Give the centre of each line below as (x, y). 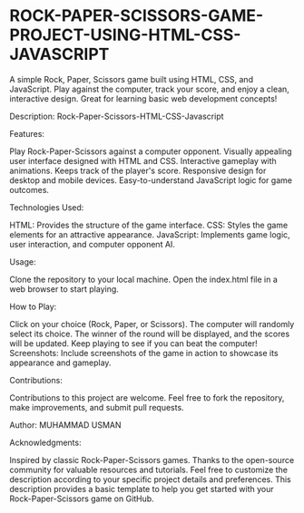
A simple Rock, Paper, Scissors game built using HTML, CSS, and (132, 79)
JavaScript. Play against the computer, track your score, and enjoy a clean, (150, 89)
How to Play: (33, 306)
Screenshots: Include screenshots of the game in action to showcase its (144, 353)
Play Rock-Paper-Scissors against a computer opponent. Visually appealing (151, 151)
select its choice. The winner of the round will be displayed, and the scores (150, 334)
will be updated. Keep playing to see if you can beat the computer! (133, 343)
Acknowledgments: (45, 442)
